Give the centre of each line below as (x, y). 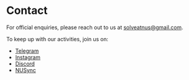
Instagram (28, 57)
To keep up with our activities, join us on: (58, 39)
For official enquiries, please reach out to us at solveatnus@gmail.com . (95, 27)
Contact (27, 11)
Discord (25, 64)
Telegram (27, 51)
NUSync (25, 70)
